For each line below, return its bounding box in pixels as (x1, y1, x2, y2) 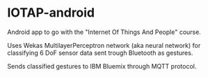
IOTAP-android (7, 5, 95, 21)
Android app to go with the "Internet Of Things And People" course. (7, 28, 202, 36)
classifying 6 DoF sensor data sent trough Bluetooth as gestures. (7, 49, 193, 57)
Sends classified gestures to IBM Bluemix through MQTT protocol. (7, 62, 197, 70)
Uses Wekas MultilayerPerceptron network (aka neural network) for (7, 41, 201, 49)
